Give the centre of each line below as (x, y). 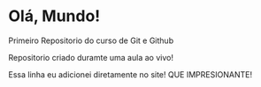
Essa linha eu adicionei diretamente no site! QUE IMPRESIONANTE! (130, 74)
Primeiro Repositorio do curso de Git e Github (91, 40)
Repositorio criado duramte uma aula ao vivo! (91, 57)
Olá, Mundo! (54, 16)
